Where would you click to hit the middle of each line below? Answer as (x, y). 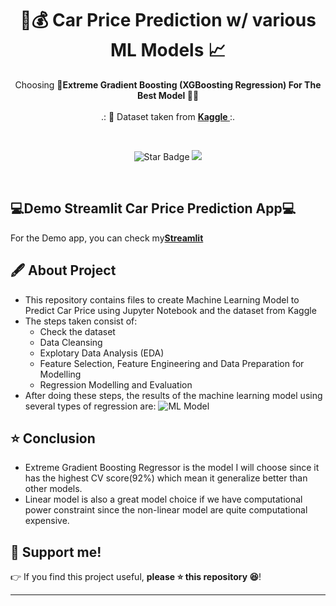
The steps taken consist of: (81, 321)
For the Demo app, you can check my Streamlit (107, 238)
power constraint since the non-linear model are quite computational (166, 510)
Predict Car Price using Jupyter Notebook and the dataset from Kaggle (170, 310)
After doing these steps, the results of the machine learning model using (173, 395)
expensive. (47, 521)
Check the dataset (77, 331)
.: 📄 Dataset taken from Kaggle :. (168, 116)
